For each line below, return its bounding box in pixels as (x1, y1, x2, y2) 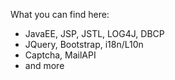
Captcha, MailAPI (24, 49, 97, 61)
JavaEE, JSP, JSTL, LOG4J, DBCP (24, 28, 165, 39)
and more (24, 60, 65, 71)
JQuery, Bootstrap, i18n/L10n (24, 39, 144, 50)
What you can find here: (10, 9, 110, 20)
